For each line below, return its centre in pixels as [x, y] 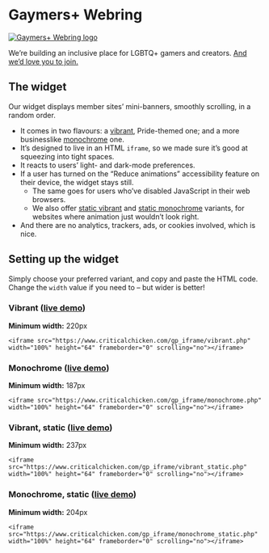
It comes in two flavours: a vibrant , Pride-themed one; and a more [130, 130]
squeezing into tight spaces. [67, 156]
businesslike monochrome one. [72, 139]
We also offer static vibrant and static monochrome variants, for [138, 208]
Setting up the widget [64, 259]
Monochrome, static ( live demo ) [73, 495]
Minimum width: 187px [47, 386]
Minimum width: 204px [48, 512]
